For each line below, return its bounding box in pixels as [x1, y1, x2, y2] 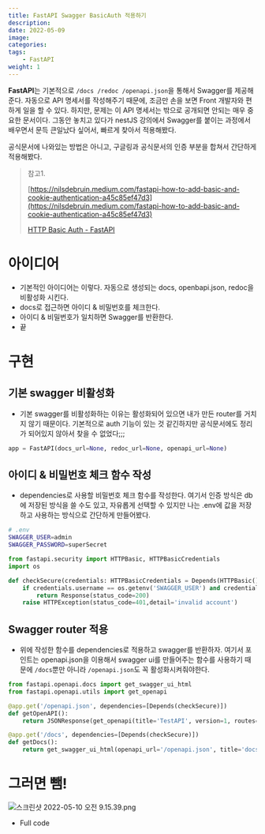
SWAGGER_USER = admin [8, 534, 73, 542]
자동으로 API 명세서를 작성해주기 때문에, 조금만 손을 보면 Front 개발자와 [24, 96, 244, 105]
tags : [8, 48, 26, 56]
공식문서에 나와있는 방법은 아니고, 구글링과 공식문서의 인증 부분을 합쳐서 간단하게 [8, 141, 257, 151]
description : [8, 19, 51, 27]
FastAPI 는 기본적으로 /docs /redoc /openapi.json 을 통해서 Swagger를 [8, 85, 233, 95]
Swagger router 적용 [8, 622, 109, 636]
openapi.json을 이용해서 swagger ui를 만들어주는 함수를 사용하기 [40, 655, 243, 664]
